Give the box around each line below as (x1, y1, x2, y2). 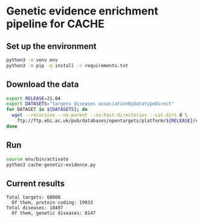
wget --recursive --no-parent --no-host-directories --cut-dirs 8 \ (11, 112, 188, 118)
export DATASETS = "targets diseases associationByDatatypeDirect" (6, 101, 174, 107)
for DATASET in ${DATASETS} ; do (6, 107, 88, 113)
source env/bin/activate (6, 156, 69, 162)
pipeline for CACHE (6, 17, 105, 31)
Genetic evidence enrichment (6, 4, 158, 18)
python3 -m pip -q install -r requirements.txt (6, 62, 129, 69)
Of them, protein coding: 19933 (11, 200, 94, 206)
